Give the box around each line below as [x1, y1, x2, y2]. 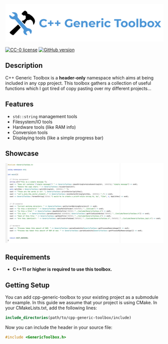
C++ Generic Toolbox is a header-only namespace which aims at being [5, 74, 154, 80]
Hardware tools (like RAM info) [12, 124, 76, 130]
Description [5, 61, 43, 70]
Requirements [5, 253, 50, 262]
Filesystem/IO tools [12, 119, 53, 125]
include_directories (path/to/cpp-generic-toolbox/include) [5, 315, 132, 320]
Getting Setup [5, 281, 50, 289]
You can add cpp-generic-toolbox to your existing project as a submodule [5, 294, 158, 300]
